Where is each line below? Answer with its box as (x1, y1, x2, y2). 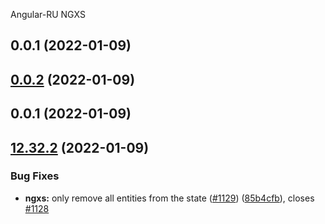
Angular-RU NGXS (10, 9, 86, 20)
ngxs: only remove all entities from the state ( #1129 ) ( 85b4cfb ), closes (24, 192, 315, 204)
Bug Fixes (10, 169, 60, 183)
